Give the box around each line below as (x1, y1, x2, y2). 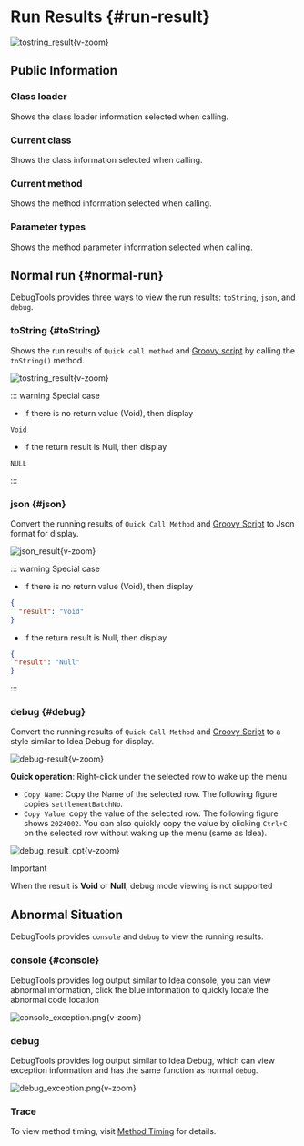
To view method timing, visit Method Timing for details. (10, 1126, 217, 1137)
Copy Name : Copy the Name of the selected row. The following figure (23, 789, 278, 800)
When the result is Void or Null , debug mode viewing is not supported (10, 881, 273, 892)
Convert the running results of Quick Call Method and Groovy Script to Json (10, 517, 295, 529)
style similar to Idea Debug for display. (10, 736, 155, 747)
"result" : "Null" (14, 658, 80, 667)
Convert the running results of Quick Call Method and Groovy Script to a (10, 726, 281, 737)
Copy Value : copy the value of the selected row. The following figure (23, 808, 279, 819)
